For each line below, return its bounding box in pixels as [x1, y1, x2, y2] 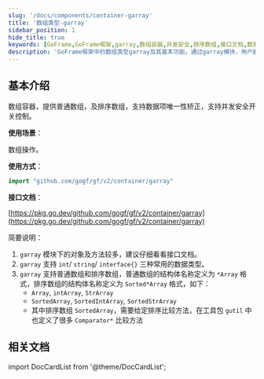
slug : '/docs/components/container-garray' [8, 11, 153, 20]
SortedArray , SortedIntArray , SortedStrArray [31, 296, 177, 305]
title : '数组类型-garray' [8, 19, 89, 27]
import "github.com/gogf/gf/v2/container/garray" [8, 177, 174, 185]
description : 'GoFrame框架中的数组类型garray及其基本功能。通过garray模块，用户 [8, 48, 253, 56]
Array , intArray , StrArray [31, 288, 114, 297]
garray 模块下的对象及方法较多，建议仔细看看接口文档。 [19, 249, 202, 259]
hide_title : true [8, 33, 65, 42]
